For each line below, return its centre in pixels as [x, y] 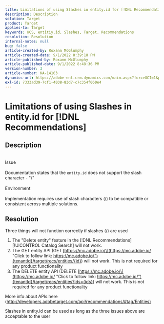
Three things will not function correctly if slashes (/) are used [66, 231]
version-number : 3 [24, 69]
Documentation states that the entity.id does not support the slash [73, 173]
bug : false [16, 46]
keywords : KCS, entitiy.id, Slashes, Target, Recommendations [70, 32]
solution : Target [23, 19]
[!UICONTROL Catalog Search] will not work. [57, 245]
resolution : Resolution [29, 37]
